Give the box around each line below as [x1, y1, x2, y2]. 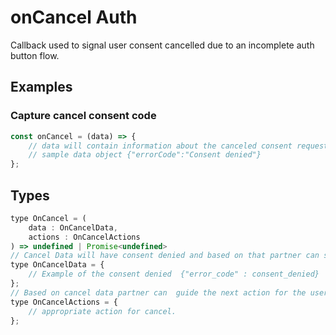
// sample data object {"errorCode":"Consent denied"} [28, 150, 262, 160]
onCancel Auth [10, 6, 138, 29]
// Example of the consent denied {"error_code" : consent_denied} [28, 269, 320, 280]
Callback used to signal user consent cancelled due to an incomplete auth [10, 39, 315, 51]
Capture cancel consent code [10, 109, 157, 123]
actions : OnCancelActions [28, 232, 141, 242]
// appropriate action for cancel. [28, 306, 177, 316]
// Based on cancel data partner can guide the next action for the [10, 287, 307, 298]
